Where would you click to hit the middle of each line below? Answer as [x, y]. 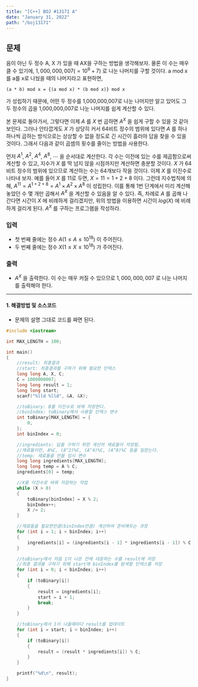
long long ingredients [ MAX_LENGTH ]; [62, 461]
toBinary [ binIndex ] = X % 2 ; [63, 499]
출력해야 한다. [37, 285]
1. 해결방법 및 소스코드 [32, 305]
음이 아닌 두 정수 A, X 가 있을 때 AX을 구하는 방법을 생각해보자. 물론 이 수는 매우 [98, 63]
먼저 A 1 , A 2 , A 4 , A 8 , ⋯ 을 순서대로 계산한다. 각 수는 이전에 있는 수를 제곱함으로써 [99, 156]
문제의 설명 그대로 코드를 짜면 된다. [55, 320]
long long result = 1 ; [44, 385]
